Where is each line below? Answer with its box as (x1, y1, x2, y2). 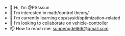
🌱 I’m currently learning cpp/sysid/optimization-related (9, 15, 121, 20)
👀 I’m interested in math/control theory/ (9, 10, 89, 16)
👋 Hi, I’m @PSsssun (9, 5, 50, 10)
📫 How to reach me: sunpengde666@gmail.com (9, 26, 109, 31)
